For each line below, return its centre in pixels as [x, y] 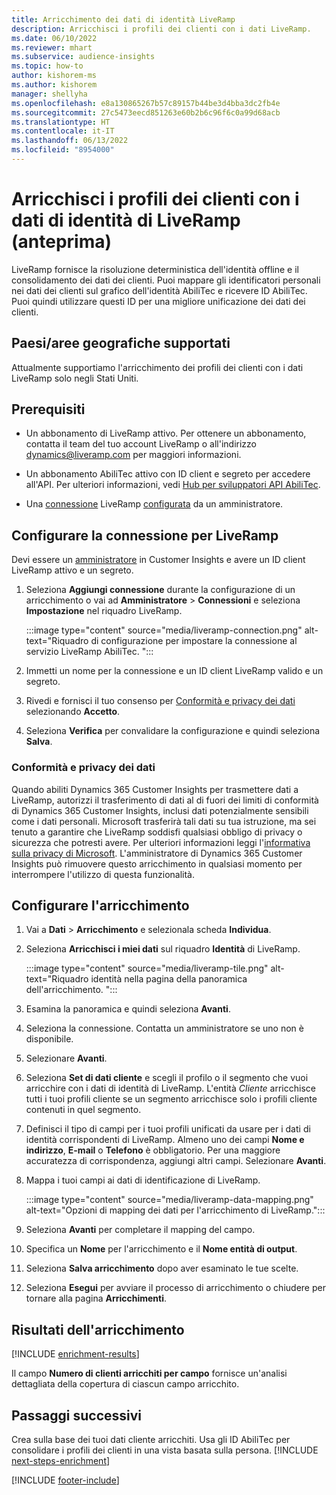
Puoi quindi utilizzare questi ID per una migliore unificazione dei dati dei [158, 301]
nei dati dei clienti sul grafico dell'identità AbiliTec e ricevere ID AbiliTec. [159, 290]
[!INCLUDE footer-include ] [65, 1480]
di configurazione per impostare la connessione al [194, 641]
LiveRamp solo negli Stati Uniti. [75, 378]
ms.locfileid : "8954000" [63, 150]
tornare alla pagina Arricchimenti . [96, 1298]
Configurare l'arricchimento [100, 905]
